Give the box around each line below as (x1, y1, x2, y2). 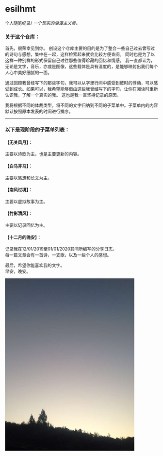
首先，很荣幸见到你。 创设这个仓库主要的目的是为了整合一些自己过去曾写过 (5, 45, 155, 51)
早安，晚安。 (5, 269, 31, 274)
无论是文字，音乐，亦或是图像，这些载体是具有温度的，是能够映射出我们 (5, 64, 149, 69)
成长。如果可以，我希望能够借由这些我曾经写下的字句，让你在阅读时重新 (13, 86, 158, 92)
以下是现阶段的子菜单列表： (5, 126, 70, 133)
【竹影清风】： (5, 210, 33, 217)
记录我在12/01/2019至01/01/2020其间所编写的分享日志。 (5, 246, 117, 252)
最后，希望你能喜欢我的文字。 (5, 262, 65, 268)
